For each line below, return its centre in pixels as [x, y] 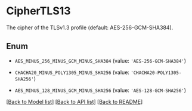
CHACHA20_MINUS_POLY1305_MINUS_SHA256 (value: [72, 72]
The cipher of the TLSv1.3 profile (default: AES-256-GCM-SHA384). [90, 27]
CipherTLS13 [38, 11]
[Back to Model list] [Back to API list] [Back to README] [75, 101]
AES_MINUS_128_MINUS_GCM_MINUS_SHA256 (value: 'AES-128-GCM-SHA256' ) [100, 90]
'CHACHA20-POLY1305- [156, 73]
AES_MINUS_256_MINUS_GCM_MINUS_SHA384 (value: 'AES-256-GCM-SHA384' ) [100, 60]
